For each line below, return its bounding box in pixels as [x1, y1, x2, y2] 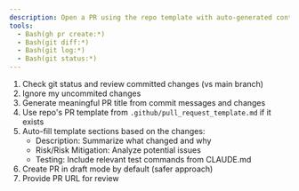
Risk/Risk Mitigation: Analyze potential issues [35, 145, 202, 155]
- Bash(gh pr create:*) [17, 29, 105, 38]
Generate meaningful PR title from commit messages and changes [21, 98, 266, 107]
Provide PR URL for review [21, 173, 119, 183]
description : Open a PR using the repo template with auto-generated [9, 12, 273, 22]
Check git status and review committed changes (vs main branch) [21, 79, 264, 89]
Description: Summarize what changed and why [35, 135, 212, 146]
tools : [9, 21, 34, 30]
